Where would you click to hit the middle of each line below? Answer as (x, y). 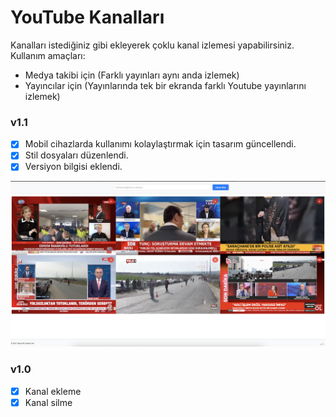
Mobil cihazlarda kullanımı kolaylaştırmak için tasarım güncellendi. (160, 144)
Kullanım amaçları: (48, 55)
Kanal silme (48, 402)
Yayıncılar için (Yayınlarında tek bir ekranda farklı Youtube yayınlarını (165, 85)
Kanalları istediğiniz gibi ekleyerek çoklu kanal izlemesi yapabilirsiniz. (152, 45)
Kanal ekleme (53, 391)
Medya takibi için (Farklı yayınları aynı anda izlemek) (132, 75)
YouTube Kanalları (87, 17)
